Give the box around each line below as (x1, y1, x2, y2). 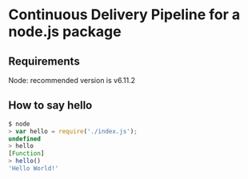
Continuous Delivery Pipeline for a (8, 6, 241, 24)
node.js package (8, 22, 122, 41)
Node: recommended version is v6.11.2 (8, 76, 136, 85)
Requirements (8, 54, 80, 68)
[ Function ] (8, 149, 45, 157)
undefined (8, 134, 42, 143)
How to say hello (8, 98, 93, 113)
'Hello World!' (8, 165, 59, 173)
